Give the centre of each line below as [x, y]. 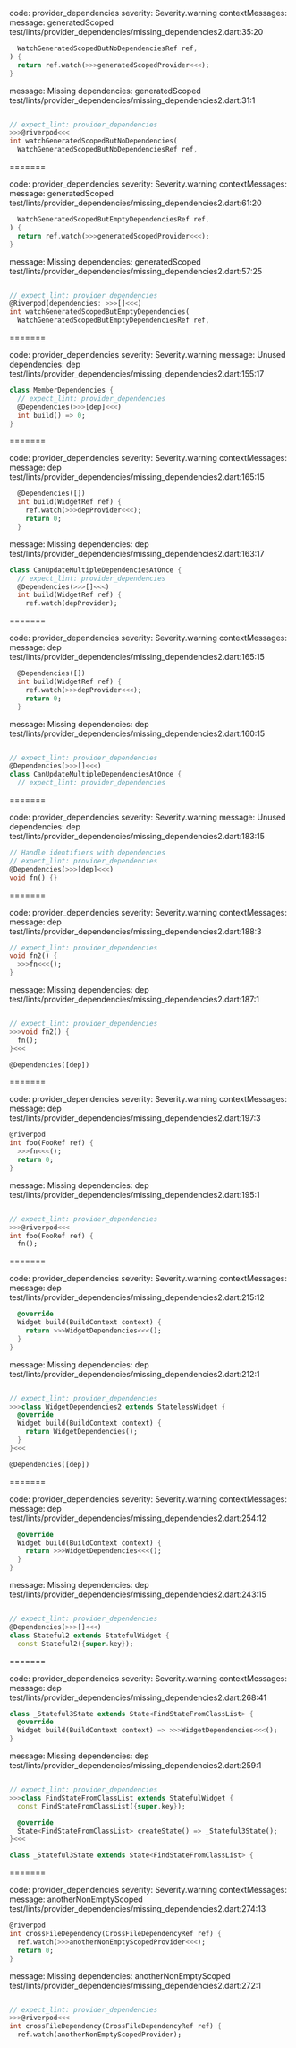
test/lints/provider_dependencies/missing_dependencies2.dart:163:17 [137, 553]
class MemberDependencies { [62, 390]
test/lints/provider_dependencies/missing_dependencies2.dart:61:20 [135, 203]
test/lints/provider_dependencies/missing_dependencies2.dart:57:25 [136, 271]
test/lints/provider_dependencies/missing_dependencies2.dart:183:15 [137, 836]
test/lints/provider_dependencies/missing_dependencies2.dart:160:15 [137, 733]
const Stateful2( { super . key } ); [76, 1644]
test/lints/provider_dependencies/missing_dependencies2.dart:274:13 [138, 1909]
